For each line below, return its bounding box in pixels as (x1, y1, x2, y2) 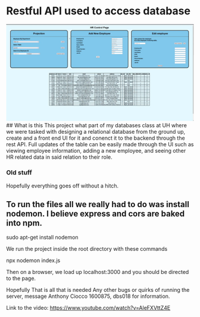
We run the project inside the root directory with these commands (6, 245, 168, 253)
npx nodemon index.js (6, 257, 61, 264)
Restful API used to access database (6, 4, 190, 18)
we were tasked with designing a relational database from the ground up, (6, 128, 186, 136)
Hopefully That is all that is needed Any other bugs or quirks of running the (6, 287, 190, 294)
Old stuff (6, 168, 32, 177)
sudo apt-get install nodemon (6, 234, 79, 241)
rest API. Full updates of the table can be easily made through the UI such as (6, 141, 194, 148)
